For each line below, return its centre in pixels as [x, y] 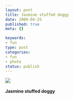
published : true [22, 24]
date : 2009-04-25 [24, 19]
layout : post [19, 10]
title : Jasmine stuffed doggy [37, 15]
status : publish [22, 67]
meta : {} [14, 29]
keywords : [16, 38]
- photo [13, 61]
